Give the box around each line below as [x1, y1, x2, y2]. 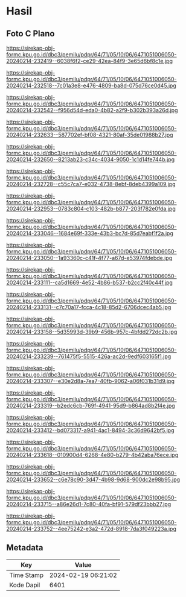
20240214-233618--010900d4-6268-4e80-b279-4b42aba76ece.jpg [6, 452, 179, 458]
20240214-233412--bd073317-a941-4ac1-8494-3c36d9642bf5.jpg [6, 427, 175, 434]
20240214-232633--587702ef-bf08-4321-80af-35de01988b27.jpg [6, 132, 173, 138]
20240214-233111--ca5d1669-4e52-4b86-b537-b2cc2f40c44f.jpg [6, 279, 173, 286]
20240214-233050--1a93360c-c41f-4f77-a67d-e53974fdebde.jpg [6, 255, 173, 261]
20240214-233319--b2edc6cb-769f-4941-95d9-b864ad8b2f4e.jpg [6, 402, 175, 409]
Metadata [6, 542, 43, 553]
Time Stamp [9, 571, 44, 579]
